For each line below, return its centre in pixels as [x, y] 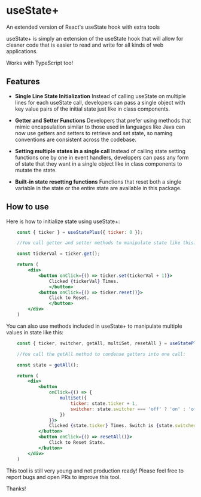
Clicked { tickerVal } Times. [84, 281]
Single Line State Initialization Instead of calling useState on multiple [100, 96]
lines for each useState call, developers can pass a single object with [100, 102]
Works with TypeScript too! [40, 63]
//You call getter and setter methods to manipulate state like [99, 243]
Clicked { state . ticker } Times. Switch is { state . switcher [123, 426]
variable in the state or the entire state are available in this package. [98, 188]
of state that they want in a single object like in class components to [98, 164]
